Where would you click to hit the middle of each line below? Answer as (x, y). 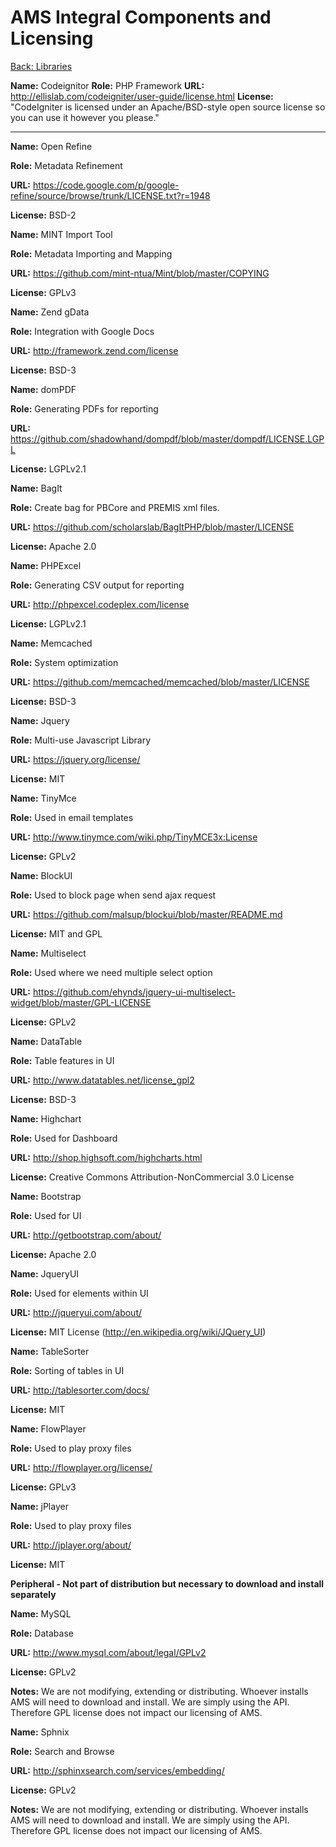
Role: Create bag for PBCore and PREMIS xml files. (115, 507)
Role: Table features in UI (62, 1060)
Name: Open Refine (51, 146)
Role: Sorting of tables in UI (67, 1370)
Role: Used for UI (46, 1215)
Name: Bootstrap (46, 1196)
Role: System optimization (64, 662)
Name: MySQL (41, 1613)
